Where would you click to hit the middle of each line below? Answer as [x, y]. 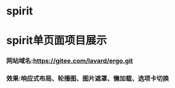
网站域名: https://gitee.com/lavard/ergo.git [70, 61]
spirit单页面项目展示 [57, 41]
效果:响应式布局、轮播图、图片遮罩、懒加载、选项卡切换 [87, 78]
